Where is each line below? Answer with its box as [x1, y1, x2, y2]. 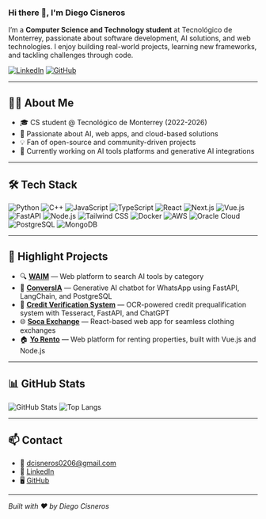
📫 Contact [8, 433, 63, 447]
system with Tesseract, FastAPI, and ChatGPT [19, 308, 170, 318]
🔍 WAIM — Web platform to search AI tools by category [19, 271, 204, 280]
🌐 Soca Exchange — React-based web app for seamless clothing [19, 316, 235, 326]
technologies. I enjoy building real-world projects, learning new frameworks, [8, 42, 257, 52]
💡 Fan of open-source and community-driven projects [19, 138, 196, 147]
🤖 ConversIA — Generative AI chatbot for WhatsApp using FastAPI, [19, 283, 240, 292]
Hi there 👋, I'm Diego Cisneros [8, 7, 126, 18]
